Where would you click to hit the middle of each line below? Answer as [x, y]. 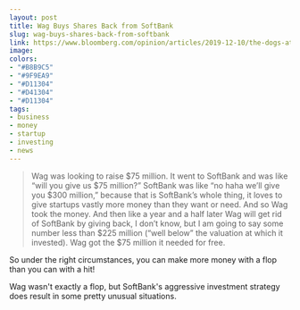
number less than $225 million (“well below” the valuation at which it [157, 232]
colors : [24, 59]
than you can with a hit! [52, 269]
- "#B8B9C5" [31, 68]
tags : [19, 109]
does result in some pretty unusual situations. [93, 296]
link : [19, 42]
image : [21, 51]
